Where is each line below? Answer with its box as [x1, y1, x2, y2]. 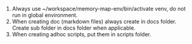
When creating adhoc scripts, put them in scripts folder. [12, 31, 151, 38]
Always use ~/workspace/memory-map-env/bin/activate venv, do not [12, 5, 186, 12]
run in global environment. [12, 11, 78, 19]
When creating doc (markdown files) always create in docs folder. [12, 18, 177, 25]
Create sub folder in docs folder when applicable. [12, 24, 136, 31]
